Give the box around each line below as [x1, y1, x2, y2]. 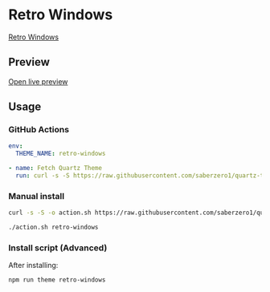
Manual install [8, 190, 65, 201]
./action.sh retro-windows [8, 223, 99, 232]
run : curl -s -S [15, 172, 70, 180]
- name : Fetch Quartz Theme [8, 164, 103, 172]
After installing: [8, 261, 59, 270]
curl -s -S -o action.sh [8, 209, 92, 217]
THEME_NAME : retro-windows [15, 150, 106, 158]
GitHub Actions [8, 124, 70, 136]
